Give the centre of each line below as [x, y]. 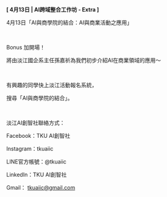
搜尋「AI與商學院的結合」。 [40, 98]
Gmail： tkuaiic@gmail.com [41, 188]
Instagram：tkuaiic [30, 149]
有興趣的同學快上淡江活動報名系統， [52, 85]
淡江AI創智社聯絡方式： [36, 123]
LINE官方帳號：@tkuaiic [37, 162]
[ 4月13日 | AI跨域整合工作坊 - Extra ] [53, 9]
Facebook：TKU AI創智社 [38, 136]
